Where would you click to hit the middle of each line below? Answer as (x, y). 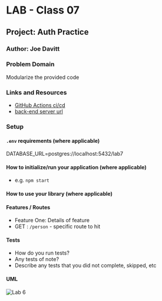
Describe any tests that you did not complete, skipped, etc (85, 266)
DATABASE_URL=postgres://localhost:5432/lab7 (65, 154)
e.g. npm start (32, 180)
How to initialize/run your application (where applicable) (76, 167)
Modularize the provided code (43, 77)
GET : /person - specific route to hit (57, 226)
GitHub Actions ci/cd (40, 105)
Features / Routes (28, 207)
